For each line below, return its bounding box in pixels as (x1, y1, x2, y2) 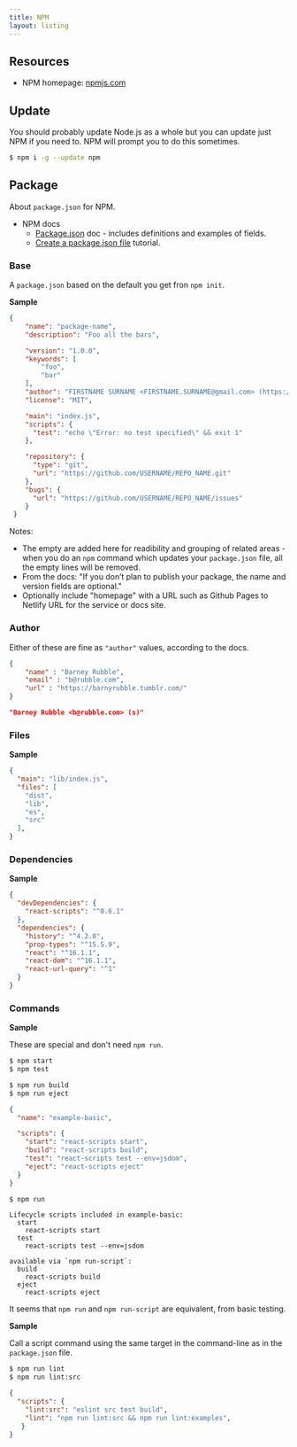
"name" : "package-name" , (25, 322, 117, 331)
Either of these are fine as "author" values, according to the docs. (9, 642, 249, 652)
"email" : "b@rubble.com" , (25, 675, 125, 685)
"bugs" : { (25, 485, 62, 494)
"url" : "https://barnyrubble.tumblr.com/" (25, 684, 188, 693)
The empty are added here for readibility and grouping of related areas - (21, 543, 286, 554)
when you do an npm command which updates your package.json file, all (21, 553, 283, 564)
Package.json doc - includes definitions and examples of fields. (34, 228, 267, 238)
